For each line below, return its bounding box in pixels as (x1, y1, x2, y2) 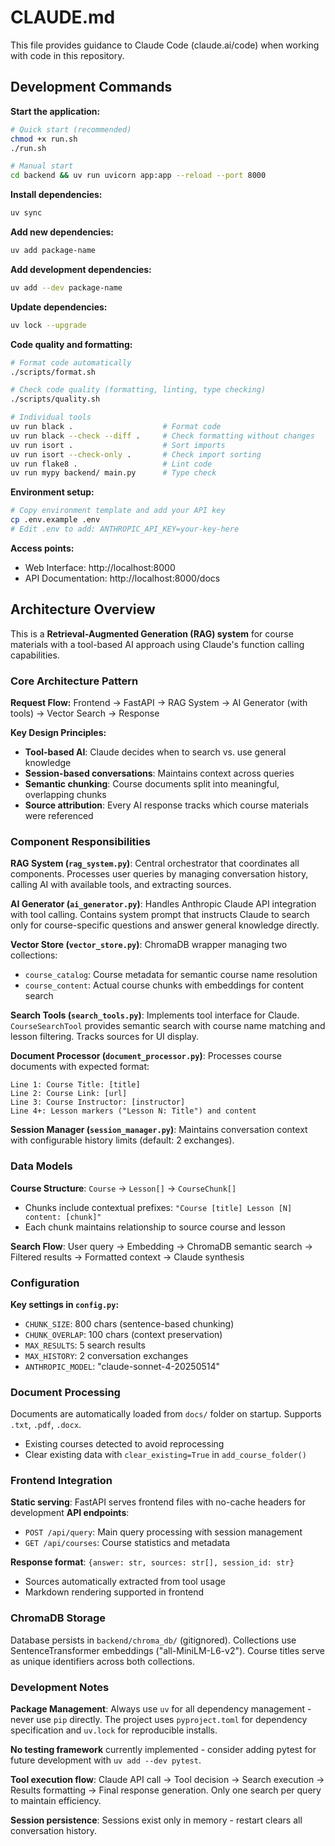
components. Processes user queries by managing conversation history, (10, 868, 309, 880)
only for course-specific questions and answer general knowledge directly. (10, 919, 320, 931)
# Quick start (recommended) (10, 124, 132, 135)
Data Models (10, 1159, 73, 1173)
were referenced (24, 809, 94, 821)
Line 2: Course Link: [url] (10, 1089, 128, 1099)
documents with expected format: (10, 1061, 150, 1073)
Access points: (10, 542, 75, 554)
